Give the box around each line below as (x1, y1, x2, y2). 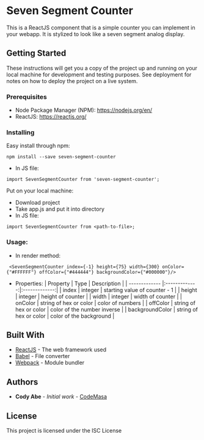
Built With (6, 330, 45, 340)
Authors (6, 376, 38, 387)
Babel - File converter (15, 353, 70, 360)
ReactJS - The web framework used (15, 346, 107, 353)
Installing (6, 128, 35, 136)
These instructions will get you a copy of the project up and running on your (6, 64, 197, 71)
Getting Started (6, 48, 67, 59)
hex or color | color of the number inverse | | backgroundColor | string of (15, 306, 199, 313)
